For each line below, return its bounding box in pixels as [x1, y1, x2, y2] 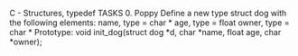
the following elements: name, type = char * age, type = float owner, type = [9, 17, 291, 28]
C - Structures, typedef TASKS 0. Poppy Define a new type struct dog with [9, 8, 287, 18]
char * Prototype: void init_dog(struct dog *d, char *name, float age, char [9, 27, 282, 37]
